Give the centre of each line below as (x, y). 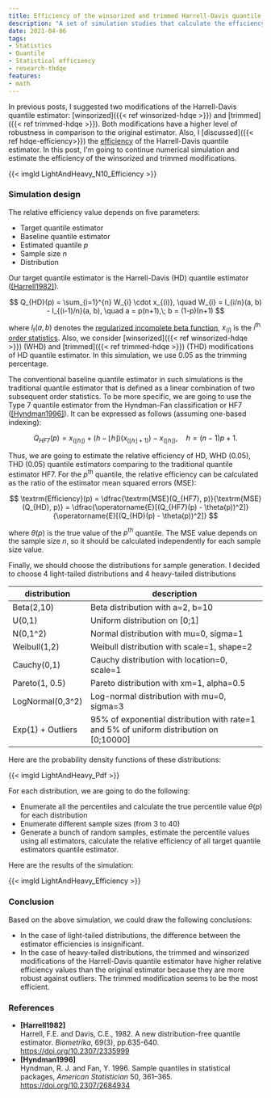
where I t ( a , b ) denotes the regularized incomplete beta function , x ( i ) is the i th (135, 328)
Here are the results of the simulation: (71, 865)
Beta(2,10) (33, 608)
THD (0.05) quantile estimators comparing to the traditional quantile (121, 465)
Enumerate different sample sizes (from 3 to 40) (100, 824)
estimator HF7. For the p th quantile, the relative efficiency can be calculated (133, 473)
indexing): (25, 423)
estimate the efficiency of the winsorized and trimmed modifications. (123, 158)
